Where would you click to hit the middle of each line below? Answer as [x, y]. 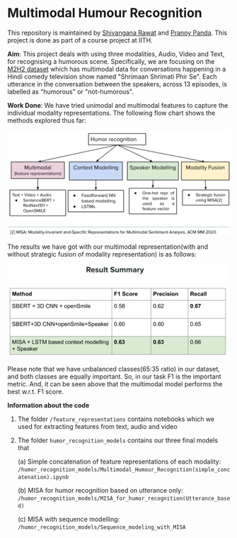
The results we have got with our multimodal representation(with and [108, 247]
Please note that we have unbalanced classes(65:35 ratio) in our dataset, [114, 369]
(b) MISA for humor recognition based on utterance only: [100, 490]
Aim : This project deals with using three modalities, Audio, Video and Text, [116, 54]
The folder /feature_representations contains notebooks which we [116, 419]
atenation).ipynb [43, 477]
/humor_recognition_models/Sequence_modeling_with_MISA [102, 527]
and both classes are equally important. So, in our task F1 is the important [114, 376]
